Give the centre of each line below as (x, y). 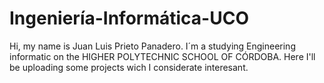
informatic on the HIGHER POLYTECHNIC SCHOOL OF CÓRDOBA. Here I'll (162, 56)
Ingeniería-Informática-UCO (129, 18)
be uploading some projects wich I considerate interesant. (129, 67)
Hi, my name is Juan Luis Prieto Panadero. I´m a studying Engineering (152, 46)
